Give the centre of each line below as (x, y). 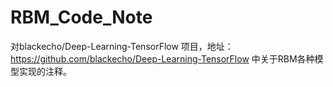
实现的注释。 (45, 71)
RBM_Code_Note (81, 17)
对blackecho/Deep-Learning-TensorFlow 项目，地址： (122, 46)
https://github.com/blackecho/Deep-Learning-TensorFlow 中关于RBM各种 (162, 58)
